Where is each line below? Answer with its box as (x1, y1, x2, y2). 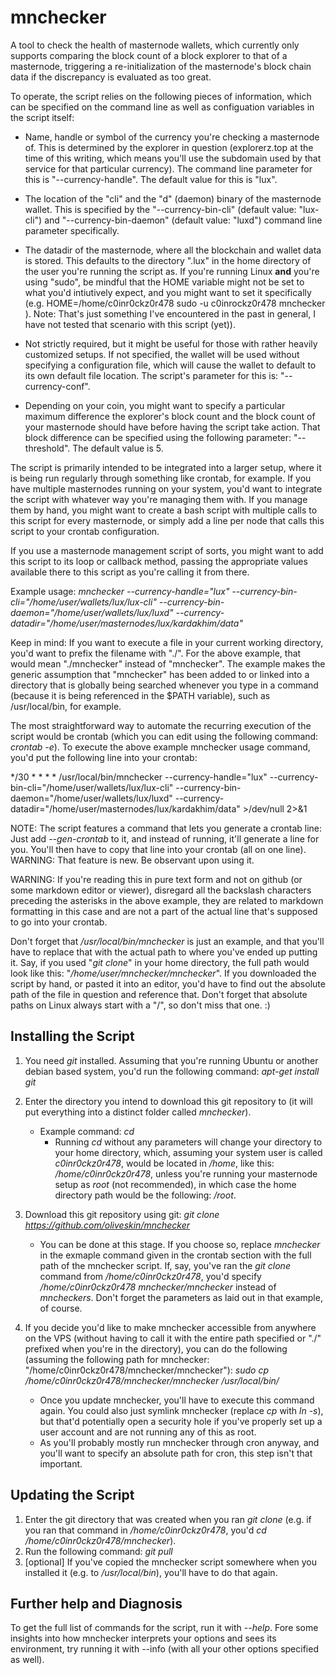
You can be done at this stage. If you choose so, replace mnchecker (39, 1238, 321, 1250)
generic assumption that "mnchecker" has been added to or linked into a (10, 668, 310, 680)
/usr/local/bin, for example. (10, 700, 122, 712)
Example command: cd (39, 1125, 135, 1137)
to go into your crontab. (10, 916, 108, 928)
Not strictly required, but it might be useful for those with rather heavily (24, 337, 318, 350)
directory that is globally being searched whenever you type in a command (10, 679, 319, 691)
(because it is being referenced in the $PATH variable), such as (10, 689, 271, 701)
